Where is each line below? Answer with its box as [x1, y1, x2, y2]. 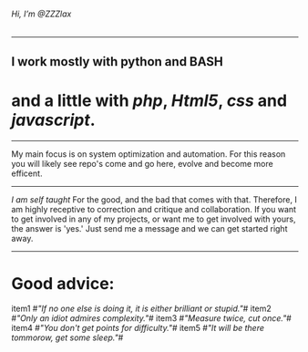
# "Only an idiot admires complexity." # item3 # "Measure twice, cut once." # [11, 313, 292, 324]
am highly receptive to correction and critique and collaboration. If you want [11, 203, 296, 214]
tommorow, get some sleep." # [11, 332, 124, 343]
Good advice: [11, 273, 115, 294]
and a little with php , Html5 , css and [11, 90, 287, 110]
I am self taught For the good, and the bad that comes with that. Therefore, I [11, 193, 298, 205]
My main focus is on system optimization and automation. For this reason [11, 148, 286, 160]
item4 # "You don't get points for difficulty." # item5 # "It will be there [11, 323, 264, 334]
